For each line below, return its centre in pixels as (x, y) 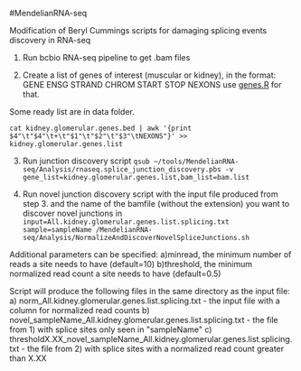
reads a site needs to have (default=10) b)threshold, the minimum (131, 264)
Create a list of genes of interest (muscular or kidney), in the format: (149, 75)
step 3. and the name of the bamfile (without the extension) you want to (156, 204)
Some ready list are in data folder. (72, 111)
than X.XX (28, 358)
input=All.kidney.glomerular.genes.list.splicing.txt (126, 222)
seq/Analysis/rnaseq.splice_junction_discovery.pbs (122, 170)
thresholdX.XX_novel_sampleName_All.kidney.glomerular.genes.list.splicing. (151, 339)
